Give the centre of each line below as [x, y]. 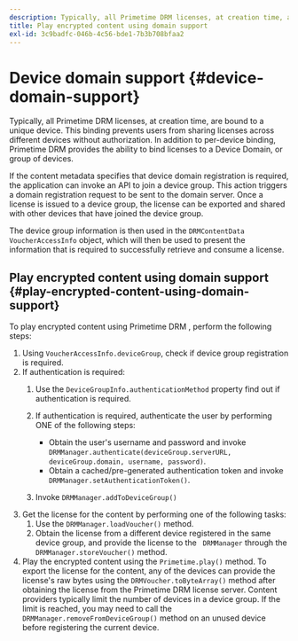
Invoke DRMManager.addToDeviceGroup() [106, 497]
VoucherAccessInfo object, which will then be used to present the [127, 240]
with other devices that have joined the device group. [106, 214]
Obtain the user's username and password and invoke [147, 442]
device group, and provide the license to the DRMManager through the [161, 543]
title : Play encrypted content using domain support [109, 26]
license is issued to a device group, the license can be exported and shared [147, 204]
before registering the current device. [90, 628]
